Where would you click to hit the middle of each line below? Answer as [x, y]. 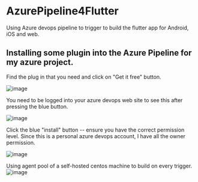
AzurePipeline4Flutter [62, 11]
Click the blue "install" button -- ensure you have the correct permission [95, 130]
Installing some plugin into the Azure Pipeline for [99, 53]
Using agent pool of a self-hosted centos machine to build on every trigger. [99, 166]
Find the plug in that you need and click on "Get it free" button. [84, 77]
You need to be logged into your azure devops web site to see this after [94, 100]
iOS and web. [23, 34]
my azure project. [40, 62]
